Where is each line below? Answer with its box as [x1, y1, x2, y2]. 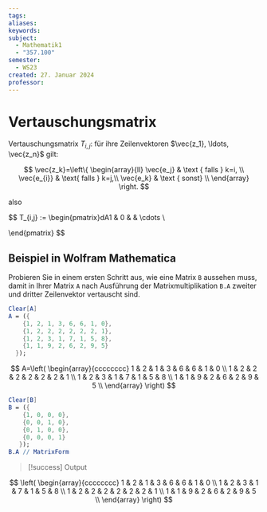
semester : [8, 57, 41, 65]
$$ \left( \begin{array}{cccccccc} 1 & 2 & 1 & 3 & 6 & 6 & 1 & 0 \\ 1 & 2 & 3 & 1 [9, 478, 259, 487]
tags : [8, 11, 26, 20]
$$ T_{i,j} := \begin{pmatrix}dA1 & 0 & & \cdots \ [8, 213, 165, 223]
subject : [8, 33, 37, 42]
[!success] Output [27, 463, 88, 472]
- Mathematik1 [15, 41, 62, 49]
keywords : [8, 26, 41, 34]
